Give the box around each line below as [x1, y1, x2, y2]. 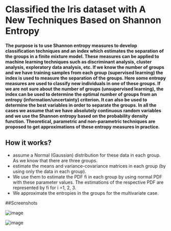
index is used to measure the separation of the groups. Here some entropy [5, 75, 166, 81]
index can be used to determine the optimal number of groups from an [5, 91, 157, 97]
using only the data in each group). [12, 168, 87, 174]
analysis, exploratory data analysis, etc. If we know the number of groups [5, 64, 164, 70]
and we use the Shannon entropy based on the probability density [5, 113, 148, 119]
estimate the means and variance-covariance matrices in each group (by [12, 163, 166, 169]
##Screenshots [5, 200, 38, 206]
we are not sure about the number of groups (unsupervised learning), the [5, 86, 164, 92]
